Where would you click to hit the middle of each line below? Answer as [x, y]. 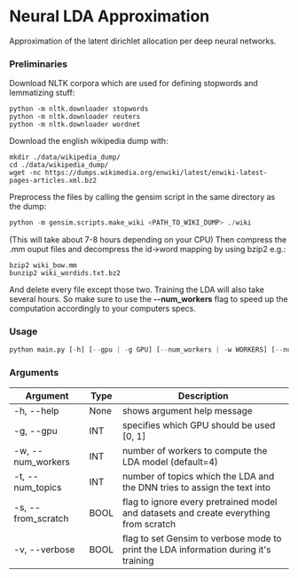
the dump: [28, 207]
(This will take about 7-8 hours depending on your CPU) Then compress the [148, 240]
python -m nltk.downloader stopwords [79, 109]
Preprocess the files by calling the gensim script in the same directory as [142, 197]
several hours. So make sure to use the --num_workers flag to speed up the [149, 299]
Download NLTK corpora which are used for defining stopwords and [134, 83]
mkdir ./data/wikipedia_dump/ [65, 157]
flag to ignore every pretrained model [200, 502]
